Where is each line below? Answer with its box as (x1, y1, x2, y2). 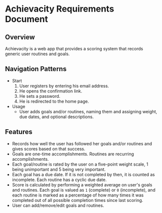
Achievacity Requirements (5, 3, 114, 15)
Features (5, 128, 32, 136)
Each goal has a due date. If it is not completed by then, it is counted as (12, 171, 155, 177)
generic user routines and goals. (5, 51, 70, 57)
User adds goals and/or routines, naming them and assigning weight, (19, 108, 158, 114)
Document (5, 14, 49, 25)
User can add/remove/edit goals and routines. (12, 202, 104, 208)
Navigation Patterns (5, 65, 67, 73)
